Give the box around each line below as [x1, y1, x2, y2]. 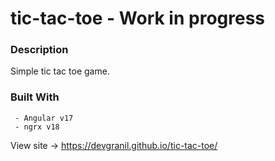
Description [10, 43, 69, 57]
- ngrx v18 [14, 122, 60, 132]
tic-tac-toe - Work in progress [10, 7, 266, 30]
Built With [10, 90, 60, 104]
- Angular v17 [14, 113, 74, 123]
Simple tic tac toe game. [10, 65, 110, 77]
